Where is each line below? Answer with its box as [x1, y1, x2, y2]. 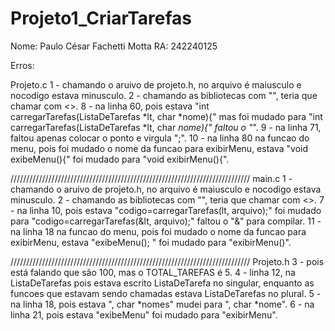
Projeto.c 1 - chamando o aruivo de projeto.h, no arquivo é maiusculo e [10, 78, 302, 91]
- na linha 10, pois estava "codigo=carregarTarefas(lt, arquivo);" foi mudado [10, 204, 322, 216]
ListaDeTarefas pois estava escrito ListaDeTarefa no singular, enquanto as [10, 277, 315, 289]
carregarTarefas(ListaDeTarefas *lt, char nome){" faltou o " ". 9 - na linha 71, [10, 121, 322, 133]
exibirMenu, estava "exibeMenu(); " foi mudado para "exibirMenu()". [10, 236, 292, 248]
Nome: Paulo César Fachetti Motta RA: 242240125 [10, 40, 218, 52]
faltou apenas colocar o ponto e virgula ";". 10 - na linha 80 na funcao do [10, 132, 310, 144]
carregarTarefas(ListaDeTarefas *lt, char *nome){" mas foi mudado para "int [10, 110, 323, 122]
